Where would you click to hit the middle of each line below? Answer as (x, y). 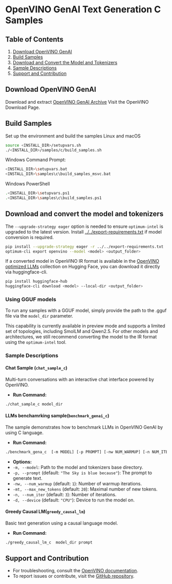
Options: (22, 462)
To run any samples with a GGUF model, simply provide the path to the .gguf (86, 310)
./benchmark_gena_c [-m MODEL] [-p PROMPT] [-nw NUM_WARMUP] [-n (78, 452)
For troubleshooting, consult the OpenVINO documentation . (75, 571)
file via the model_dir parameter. (39, 316)
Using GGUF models (31, 300)
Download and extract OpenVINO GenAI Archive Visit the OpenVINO (77, 102)
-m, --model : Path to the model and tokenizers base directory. (78, 467)
